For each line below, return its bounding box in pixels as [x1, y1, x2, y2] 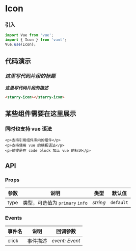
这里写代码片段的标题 [5, 73, 55, 80]
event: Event [52, 237, 81, 244]
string [92, 199, 106, 206]
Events [5, 214, 22, 221]
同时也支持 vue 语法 [5, 125, 53, 132]
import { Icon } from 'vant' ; [5, 37, 67, 42]
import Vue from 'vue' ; [5, 33, 54, 38]
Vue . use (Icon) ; [5, 42, 36, 47]
